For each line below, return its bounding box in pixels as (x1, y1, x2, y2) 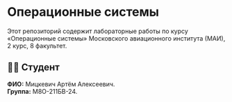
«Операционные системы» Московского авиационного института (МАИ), (7, 34, 226, 42)
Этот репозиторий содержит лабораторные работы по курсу (7, 27, 189, 35)
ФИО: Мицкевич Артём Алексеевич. (7, 80, 115, 88)
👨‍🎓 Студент (7, 61, 60, 73)
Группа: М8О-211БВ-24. (7, 87, 78, 95)
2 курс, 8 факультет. (7, 41, 67, 50)
